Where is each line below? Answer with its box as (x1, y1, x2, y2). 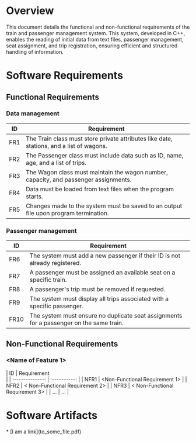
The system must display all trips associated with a (29, 295, 169, 303)
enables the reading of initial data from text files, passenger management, (6, 36, 184, 43)
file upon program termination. (26, 209, 109, 217)
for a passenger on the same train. (29, 319, 124, 327)
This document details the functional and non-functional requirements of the (6, 23, 190, 30)
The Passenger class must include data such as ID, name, (26, 151, 184, 159)
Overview (6, 4, 54, 18)
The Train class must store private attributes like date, (26, 135, 173, 143)
